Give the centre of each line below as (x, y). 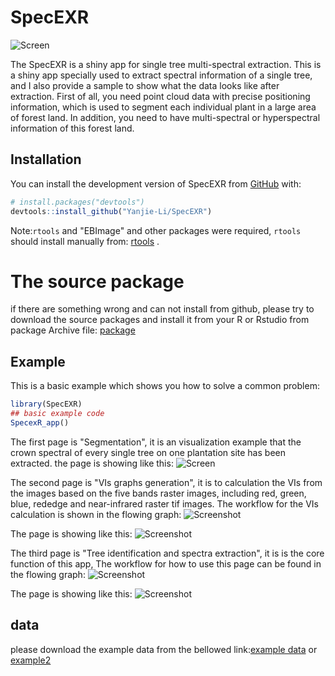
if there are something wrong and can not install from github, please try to (162, 309)
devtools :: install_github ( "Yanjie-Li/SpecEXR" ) (111, 211)
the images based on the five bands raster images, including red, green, (158, 493)
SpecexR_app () (40, 423)
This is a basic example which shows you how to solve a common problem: (165, 386)
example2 (31, 660)
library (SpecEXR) (46, 404)
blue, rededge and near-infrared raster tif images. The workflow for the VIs (164, 503)
